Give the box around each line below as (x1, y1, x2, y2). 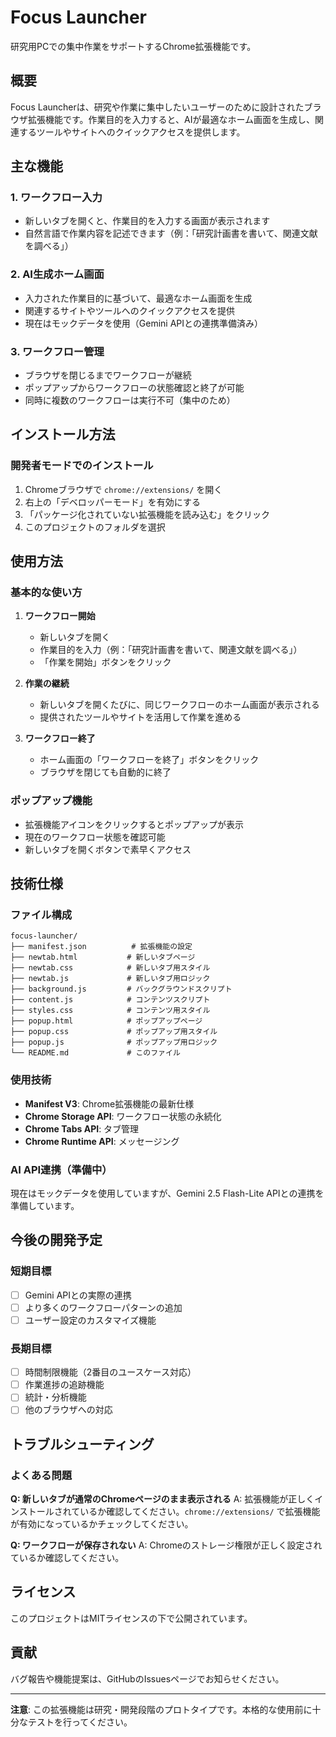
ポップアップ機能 (10, 794, 93, 808)
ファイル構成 (10, 908, 73, 922)
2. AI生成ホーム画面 (10, 267, 105, 281)
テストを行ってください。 (27, 1716, 133, 1728)
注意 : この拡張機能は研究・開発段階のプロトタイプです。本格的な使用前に (10, 1703, 313, 1715)
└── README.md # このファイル (10, 1048, 181, 1058)
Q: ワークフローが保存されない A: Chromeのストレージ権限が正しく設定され (10, 1539, 323, 1551)
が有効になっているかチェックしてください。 (10, 1518, 194, 1530)
